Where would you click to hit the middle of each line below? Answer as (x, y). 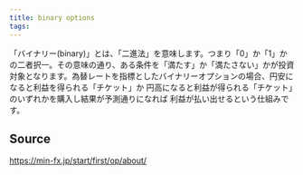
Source (30, 138)
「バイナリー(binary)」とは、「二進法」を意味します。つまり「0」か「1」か (148, 53)
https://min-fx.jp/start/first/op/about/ (78, 160)
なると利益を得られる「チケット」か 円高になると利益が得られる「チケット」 (151, 87)
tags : (19, 26)
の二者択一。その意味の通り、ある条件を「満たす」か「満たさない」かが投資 (152, 64)
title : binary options (52, 18)
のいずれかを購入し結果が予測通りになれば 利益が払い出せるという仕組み (145, 98)
